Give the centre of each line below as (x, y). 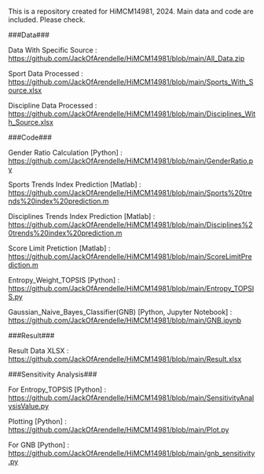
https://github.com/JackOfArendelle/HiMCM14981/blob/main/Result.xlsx (125, 359)
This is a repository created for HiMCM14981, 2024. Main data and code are (131, 11)
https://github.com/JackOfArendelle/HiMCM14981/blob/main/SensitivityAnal (131, 398)
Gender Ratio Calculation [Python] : (66, 153)
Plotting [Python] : (37, 421)
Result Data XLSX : (38, 351)
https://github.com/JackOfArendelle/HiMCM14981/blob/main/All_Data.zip (126, 58)
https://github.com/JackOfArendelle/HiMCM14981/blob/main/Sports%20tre (130, 193)
